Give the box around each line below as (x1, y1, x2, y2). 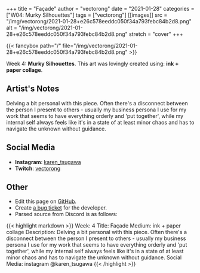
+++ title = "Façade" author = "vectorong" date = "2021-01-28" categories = (6, 5, 195, 12)
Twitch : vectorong (14, 165, 61, 172)
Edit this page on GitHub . (14, 198, 76, 205)
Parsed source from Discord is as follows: (14, 211, 118, 218)
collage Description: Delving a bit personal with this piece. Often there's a (6, 229, 187, 236)
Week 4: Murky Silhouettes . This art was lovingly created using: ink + (6, 60, 179, 67)
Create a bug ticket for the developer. (14, 204, 107, 211)
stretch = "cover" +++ (128, 31, 183, 38)
